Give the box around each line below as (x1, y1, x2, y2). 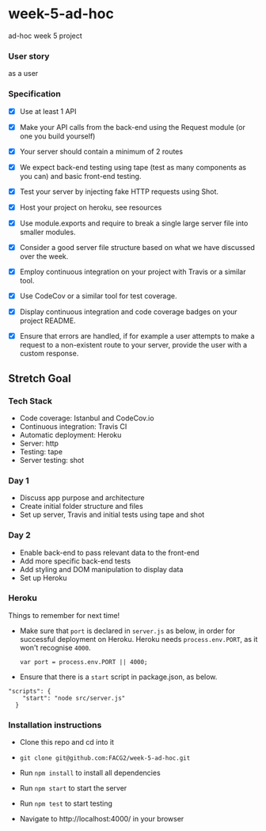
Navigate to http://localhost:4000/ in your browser (19, 814, 184, 824)
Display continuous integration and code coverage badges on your (19, 307, 237, 317)
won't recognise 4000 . (19, 643, 91, 652)
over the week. (19, 252, 69, 261)
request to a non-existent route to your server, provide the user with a (19, 340, 248, 350)
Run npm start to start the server (19, 784, 127, 793)
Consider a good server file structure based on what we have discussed (19, 242, 256, 252)
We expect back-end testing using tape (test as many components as (19, 162, 247, 172)
